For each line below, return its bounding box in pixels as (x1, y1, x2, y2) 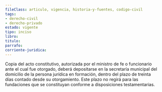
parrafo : (5, 43, 23, 48)
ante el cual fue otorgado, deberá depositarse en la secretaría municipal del (5, 66, 158, 72)
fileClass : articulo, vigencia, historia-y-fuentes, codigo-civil (5, 7, 143, 12)
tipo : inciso (5, 30, 32, 34)
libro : (5, 34, 19, 39)
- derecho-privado (5, 20, 42, 26)
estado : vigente (5, 25, 38, 30)
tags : (5, 12, 16, 16)
